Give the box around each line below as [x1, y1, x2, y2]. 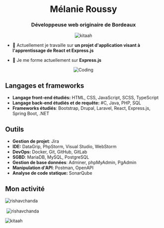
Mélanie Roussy [50, 3, 117, 15]
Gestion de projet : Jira [12, 138, 60, 144]
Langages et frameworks [5, 81, 84, 90]
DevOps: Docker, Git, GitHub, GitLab [12, 149, 87, 155]
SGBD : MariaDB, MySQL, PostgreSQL [12, 154, 89, 160]
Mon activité [5, 185, 45, 193]
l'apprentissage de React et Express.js [12, 47, 94, 53]
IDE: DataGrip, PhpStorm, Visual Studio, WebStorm [12, 144, 117, 150]
